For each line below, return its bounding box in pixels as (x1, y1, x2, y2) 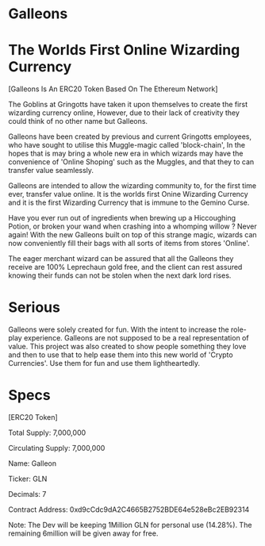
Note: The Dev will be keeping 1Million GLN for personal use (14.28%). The (8, 521, 252, 529)
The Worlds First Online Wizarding (8, 41, 240, 60)
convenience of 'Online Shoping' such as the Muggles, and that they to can (8, 157, 255, 167)
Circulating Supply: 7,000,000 (8, 444, 106, 452)
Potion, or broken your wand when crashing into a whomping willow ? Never (8, 221, 257, 231)
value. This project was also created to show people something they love (8, 342, 247, 352)
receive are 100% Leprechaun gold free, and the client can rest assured (8, 263, 243, 272)
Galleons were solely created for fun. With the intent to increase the (8, 325, 229, 334)
